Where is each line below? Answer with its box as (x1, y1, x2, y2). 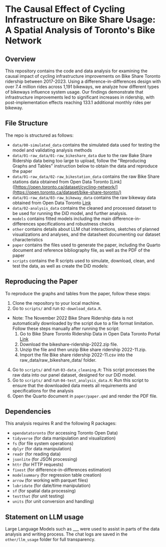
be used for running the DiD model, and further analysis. (12, 210, 128, 216)
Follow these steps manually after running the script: (12, 326, 120, 331)
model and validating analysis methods (12, 147, 92, 153)
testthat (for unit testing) (12, 493, 64, 499)
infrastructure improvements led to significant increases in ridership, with (5, 94, 155, 100)
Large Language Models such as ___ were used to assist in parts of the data (5, 526, 160, 532)
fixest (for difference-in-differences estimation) (12, 467, 111, 473)
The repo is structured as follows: (5, 132, 74, 138)
